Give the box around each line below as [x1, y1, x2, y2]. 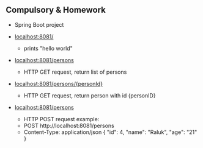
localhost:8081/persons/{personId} [14, 80, 103, 87]
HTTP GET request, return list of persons [23, 68, 127, 76]
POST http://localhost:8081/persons [23, 122, 114, 129]
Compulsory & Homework [6, 5, 106, 15]
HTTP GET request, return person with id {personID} [23, 91, 157, 99]
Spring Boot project [14, 21, 64, 28]
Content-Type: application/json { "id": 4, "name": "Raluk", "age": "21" [23, 128, 197, 136]
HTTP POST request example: [23, 115, 100, 122]
